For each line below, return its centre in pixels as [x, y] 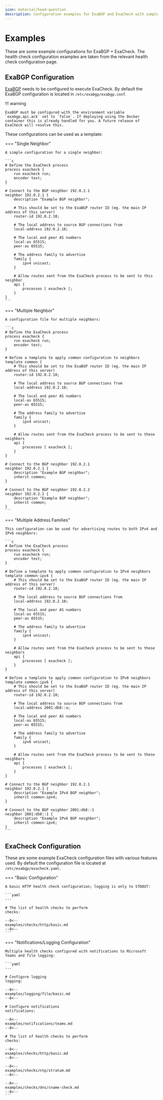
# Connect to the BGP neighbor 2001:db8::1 [50, 810]
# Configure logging [26, 977]
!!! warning [16, 104]
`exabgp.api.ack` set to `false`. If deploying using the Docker [72, 117]
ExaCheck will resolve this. [34, 125]
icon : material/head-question [36, 9]
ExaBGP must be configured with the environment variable [65, 112]
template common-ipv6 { [29, 682]
